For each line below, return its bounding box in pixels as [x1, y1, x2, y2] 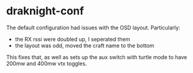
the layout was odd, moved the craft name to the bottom [14, 42, 155, 49]
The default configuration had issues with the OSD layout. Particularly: [6, 24, 180, 31]
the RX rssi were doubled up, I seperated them [14, 35, 130, 42]
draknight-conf [6, 4, 84, 18]
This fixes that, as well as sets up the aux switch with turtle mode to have [6, 53, 188, 60]
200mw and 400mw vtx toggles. [6, 60, 87, 67]
